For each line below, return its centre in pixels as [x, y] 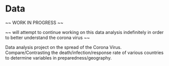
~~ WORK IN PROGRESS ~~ [34, 22]
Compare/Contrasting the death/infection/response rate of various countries [84, 52]
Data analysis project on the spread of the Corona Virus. [63, 47]
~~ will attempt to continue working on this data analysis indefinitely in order [84, 32]
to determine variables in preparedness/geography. [59, 57]
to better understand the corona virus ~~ [48, 37]
